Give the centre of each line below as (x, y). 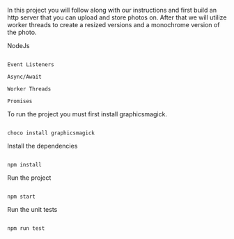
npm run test (26, 229)
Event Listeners (31, 65)
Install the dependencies (42, 146)
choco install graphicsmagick (51, 133)
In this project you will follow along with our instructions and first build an (112, 10)
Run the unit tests (32, 209)
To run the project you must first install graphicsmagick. (87, 114)
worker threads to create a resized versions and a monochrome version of (114, 25)
